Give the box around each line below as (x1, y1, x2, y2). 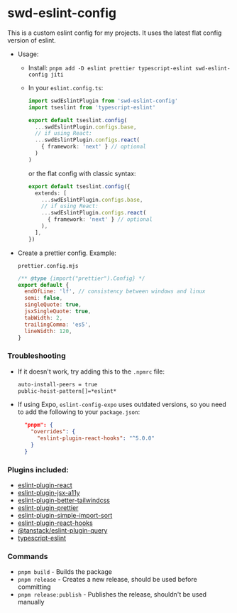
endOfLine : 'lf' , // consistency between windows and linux (24, 288, 206, 295)
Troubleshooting (7, 351, 66, 361)
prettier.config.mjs (17, 262, 79, 269)
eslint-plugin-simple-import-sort (17, 511, 113, 520)
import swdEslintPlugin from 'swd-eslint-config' (28, 97, 179, 104)
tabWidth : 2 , (24, 314, 63, 321)
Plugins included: (7, 465, 69, 474)
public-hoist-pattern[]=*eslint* (17, 387, 117, 395)
